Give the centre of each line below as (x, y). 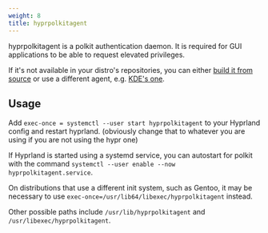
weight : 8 (25, 16)
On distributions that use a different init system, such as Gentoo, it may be (130, 188)
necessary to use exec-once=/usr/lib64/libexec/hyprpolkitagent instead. (131, 196)
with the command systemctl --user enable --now (92, 164)
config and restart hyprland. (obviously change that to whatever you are (127, 131)
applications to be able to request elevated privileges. (97, 54)
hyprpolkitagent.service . (51, 172)
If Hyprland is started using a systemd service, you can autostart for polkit (131, 155)
